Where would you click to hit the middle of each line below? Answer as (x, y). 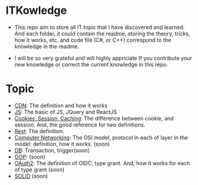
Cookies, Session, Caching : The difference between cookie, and (94, 118)
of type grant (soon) (39, 169)
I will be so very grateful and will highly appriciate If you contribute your (103, 58)
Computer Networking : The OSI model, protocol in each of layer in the (101, 137)
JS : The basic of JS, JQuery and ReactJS (66, 111)
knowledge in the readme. (47, 46)
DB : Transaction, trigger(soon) (52, 150)
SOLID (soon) (31, 176)
